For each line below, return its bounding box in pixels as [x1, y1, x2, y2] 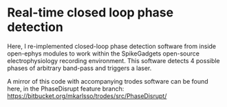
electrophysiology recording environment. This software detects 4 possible [7, 56, 220, 64]
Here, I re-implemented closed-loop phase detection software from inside [7, 42, 217, 50]
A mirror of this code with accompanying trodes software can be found [7, 77, 208, 85]
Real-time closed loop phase [7, 5, 174, 21]
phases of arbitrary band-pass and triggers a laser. [7, 64, 152, 72]
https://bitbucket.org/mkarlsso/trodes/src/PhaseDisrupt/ [7, 91, 167, 100]
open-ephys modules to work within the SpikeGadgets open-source [7, 49, 199, 58]
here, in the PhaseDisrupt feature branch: [7, 84, 125, 93]
